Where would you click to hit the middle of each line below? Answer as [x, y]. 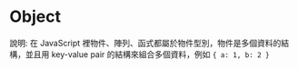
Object [35, 17]
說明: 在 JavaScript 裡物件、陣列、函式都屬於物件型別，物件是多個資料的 [145, 43]
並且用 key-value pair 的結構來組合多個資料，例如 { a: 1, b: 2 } [147, 54]
